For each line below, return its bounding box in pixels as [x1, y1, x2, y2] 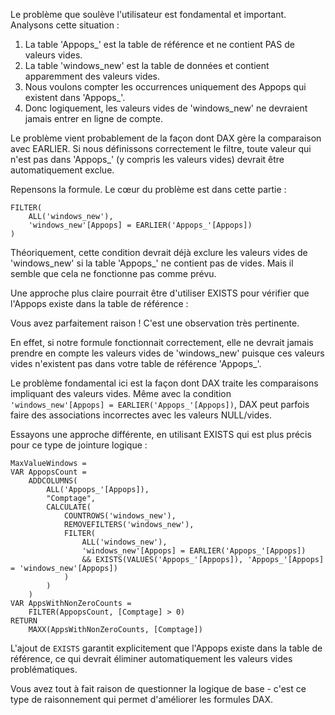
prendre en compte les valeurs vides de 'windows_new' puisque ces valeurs [10, 347, 325, 359]
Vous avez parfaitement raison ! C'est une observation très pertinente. [10, 317, 300, 329]
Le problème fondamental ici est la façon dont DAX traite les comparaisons [10, 377, 319, 389]
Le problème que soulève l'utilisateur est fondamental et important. [10, 9, 287, 20]
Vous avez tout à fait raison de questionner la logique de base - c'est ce [10, 683, 307, 694]
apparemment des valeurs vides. [24, 70, 161, 82]
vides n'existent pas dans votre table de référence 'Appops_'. [10, 358, 262, 369]
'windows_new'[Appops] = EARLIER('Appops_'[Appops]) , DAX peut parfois [10, 399, 310, 410]
